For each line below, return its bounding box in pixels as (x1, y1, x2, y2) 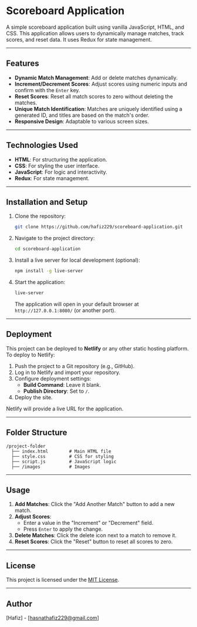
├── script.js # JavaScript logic (11, 459, 117, 464)
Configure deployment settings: (14, 375, 91, 382)
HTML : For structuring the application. (14, 156, 107, 163)
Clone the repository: (14, 213, 66, 220)
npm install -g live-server (14, 268, 83, 274)
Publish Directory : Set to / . (23, 387, 90, 395)
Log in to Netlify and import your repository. (14, 369, 121, 376)
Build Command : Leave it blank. (23, 381, 101, 388)
